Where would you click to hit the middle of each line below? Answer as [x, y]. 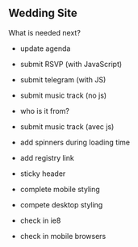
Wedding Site [43, 13]
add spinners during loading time [75, 142]
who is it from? [45, 111]
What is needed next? [44, 32]
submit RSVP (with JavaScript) [71, 64]
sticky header [43, 174]
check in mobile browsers [63, 236]
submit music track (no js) [63, 95]
